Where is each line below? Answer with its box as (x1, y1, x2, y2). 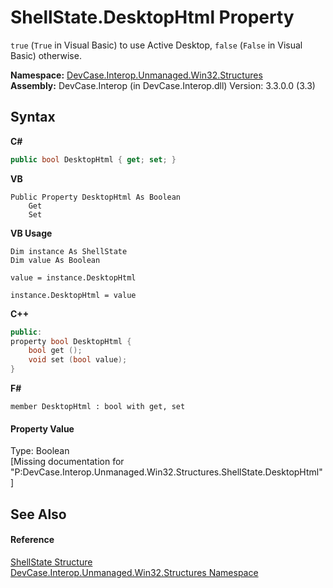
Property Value (10, 422, 75, 435)
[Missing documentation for (10, 456, 125, 468)
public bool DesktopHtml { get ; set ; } (10, 154, 177, 165)
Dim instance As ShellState (10, 246, 128, 256)
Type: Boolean (10, 445, 70, 457)
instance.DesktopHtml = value (10, 290, 137, 300)
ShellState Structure (10, 556, 93, 568)
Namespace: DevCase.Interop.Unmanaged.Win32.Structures (10, 69, 263, 81)
